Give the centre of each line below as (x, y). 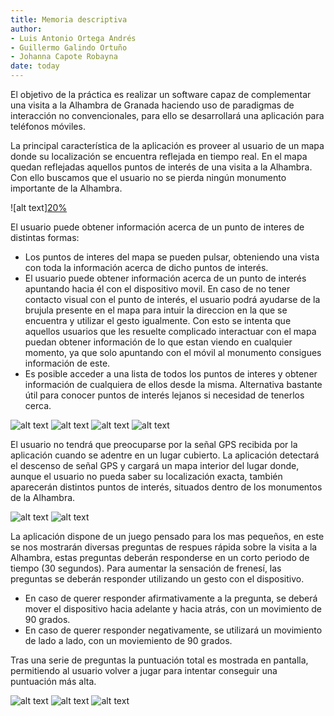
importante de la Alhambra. (66, 188)
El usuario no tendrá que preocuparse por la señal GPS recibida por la (154, 444)
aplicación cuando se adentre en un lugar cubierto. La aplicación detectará (165, 455)
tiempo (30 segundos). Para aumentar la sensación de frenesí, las (146, 568)
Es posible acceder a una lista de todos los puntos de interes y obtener (171, 374)
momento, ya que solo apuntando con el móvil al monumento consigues (173, 352)
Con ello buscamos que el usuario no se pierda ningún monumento (148, 177)
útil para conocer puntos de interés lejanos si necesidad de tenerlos (164, 395)
